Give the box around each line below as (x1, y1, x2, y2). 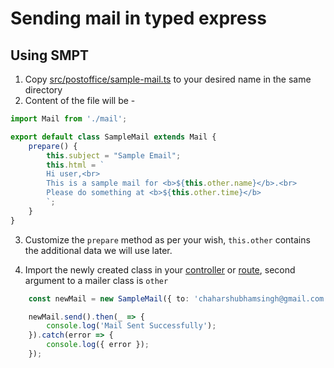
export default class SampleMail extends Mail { (10, 132, 217, 142)
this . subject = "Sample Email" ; (46, 150, 182, 161)
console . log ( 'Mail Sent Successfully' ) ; (46, 321, 217, 331)
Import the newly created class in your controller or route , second (24, 263, 296, 276)
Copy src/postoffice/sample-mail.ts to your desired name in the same (24, 73, 312, 85)
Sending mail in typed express (10, 7, 267, 30)
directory (24, 84, 63, 96)
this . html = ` (46, 160, 105, 170)
